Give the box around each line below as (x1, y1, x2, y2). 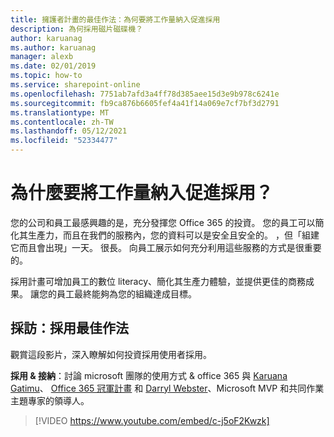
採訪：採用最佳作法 (10, 320, 129, 337)
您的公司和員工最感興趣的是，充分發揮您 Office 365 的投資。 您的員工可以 (10, 216, 316, 228)
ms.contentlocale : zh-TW (10, 117, 114, 127)
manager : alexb (10, 52, 74, 62)
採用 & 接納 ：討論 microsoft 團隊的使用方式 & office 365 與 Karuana (10, 369, 288, 381)
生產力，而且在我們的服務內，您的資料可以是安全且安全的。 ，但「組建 (27, 229, 320, 241)
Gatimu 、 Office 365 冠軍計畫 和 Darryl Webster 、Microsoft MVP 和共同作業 (10, 382, 325, 394)
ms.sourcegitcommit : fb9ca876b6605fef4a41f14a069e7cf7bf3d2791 (10, 98, 280, 108)
